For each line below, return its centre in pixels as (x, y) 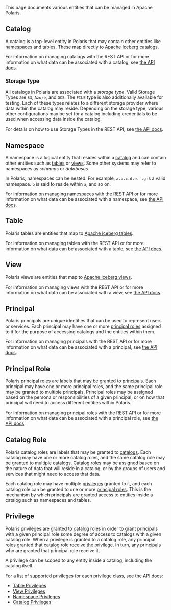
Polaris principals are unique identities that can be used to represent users (83, 321)
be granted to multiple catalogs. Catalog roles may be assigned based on (82, 463)
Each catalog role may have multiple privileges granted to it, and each (79, 483)
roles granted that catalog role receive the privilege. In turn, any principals (83, 545)
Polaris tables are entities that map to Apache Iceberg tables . (69, 233)
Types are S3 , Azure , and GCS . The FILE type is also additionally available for (84, 97)
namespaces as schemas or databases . (47, 168)
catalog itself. (20, 565)
